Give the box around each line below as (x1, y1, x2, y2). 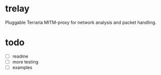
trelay (5, 3, 30, 14)
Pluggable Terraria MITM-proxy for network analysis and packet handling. (5, 19, 157, 25)
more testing (12, 59, 39, 65)
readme (12, 53, 28, 59)
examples (12, 65, 32, 70)
